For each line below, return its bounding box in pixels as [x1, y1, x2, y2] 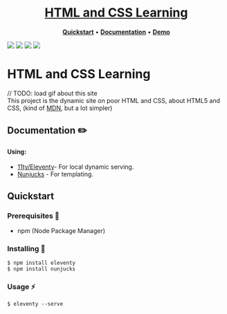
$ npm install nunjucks [7, 266, 76, 273]
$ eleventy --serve [7, 300, 64, 307]
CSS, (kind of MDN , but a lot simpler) [7, 104, 113, 112]
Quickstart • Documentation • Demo [62, 28, 171, 36]
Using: [7, 147, 27, 156]
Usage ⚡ [7, 282, 36, 292]
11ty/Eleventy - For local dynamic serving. [17, 163, 134, 171]
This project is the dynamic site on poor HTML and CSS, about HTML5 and [7, 96, 220, 104]
